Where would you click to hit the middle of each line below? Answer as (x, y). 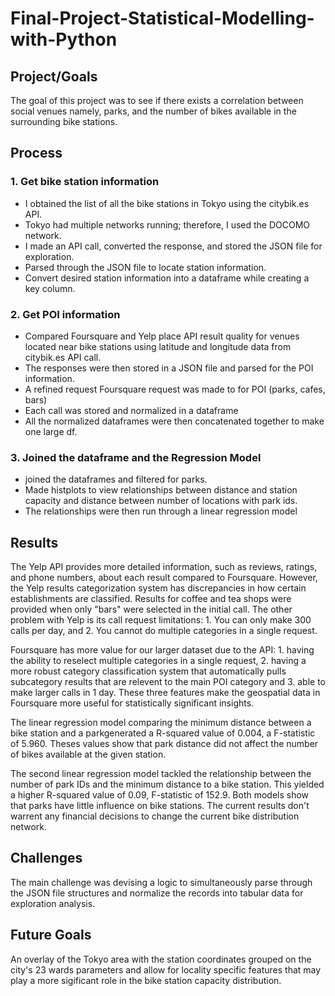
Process (36, 153)
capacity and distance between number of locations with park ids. (161, 501)
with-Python (64, 39)
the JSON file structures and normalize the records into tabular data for (157, 893)
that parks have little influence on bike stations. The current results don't (160, 806)
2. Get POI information (65, 314)
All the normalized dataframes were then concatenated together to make (174, 421)
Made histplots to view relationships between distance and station (161, 490)
